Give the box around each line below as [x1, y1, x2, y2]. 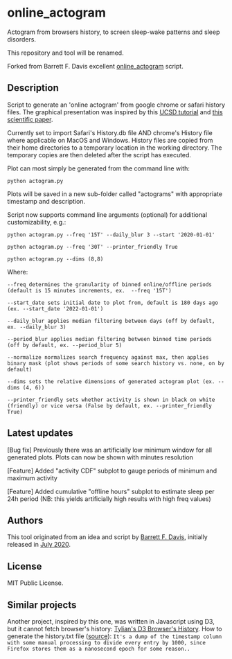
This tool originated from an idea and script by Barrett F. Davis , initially [7, 533, 208, 541]
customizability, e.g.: [7, 218, 66, 226]
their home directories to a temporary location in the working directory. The [7, 143, 222, 152]
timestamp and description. [7, 197, 85, 205]
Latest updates [7, 428, 73, 439]
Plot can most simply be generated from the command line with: [7, 164, 190, 173]
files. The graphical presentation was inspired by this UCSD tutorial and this [7, 107, 223, 116]
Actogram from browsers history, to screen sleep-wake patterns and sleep [7, 28, 220, 36]
